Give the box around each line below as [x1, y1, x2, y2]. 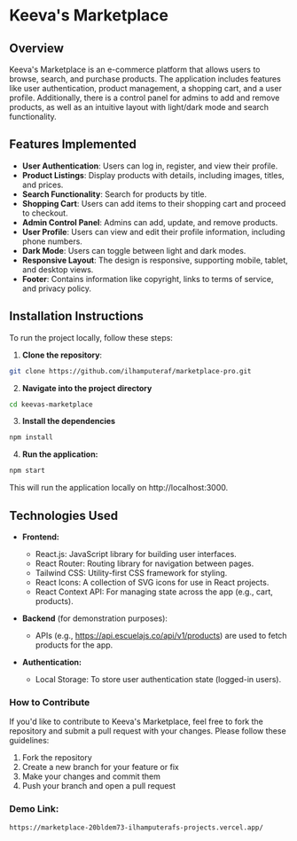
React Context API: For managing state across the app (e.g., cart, [35, 586, 273, 597]
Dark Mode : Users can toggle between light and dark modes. [21, 245, 246, 255]
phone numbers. [21, 236, 82, 247]
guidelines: [9, 735, 50, 746]
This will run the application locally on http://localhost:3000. [9, 483, 229, 493]
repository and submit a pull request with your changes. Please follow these [9, 726, 286, 736]
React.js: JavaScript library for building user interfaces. [35, 548, 237, 559]
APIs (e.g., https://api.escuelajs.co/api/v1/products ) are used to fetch [35, 630, 287, 641]
